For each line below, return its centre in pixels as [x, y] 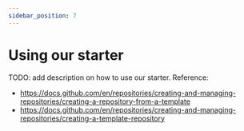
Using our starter [66, 55]
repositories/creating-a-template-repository [92, 118]
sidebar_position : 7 [43, 16]
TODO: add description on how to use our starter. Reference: [108, 77]
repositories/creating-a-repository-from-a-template [105, 101]
